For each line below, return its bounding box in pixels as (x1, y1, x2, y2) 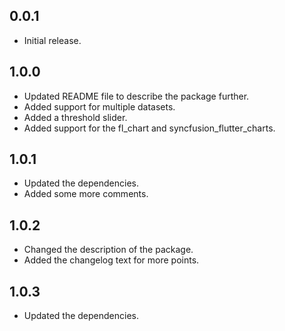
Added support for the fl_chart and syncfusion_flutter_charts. (23, 122, 276, 134)
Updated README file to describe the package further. (23, 90, 250, 102)
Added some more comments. (23, 188, 149, 200)
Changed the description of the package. (23, 244, 194, 256)
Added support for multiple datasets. (23, 100, 176, 113)
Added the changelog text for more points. (23, 254, 200, 266)
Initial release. (23, 34, 82, 46)
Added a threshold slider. (23, 111, 128, 123)
